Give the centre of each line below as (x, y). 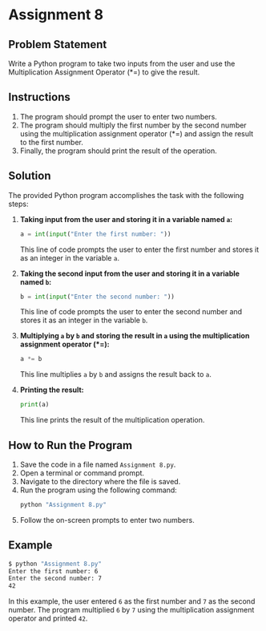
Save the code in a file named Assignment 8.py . (98, 464)
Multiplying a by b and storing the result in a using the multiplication (135, 336)
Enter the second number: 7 (55, 579)
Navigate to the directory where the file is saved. (100, 481)
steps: (18, 204)
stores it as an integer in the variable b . (84, 320)
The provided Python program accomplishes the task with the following (126, 195)
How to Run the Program (71, 445)
